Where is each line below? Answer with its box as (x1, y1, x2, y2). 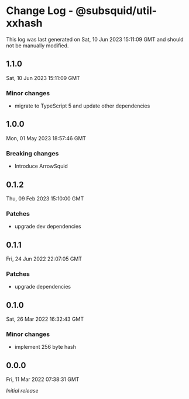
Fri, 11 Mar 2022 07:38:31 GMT (6, 376, 80, 383)
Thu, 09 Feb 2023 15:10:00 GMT (6, 195, 84, 202)
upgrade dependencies (14, 283, 71, 290)
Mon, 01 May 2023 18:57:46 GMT (6, 134, 87, 141)
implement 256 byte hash (14, 344, 76, 351)
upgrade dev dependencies (14, 223, 81, 230)
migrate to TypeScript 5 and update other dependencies (14, 102, 150, 109)
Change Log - (6, 4, 74, 18)
